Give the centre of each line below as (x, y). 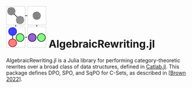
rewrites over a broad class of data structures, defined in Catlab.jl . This (93, 66)
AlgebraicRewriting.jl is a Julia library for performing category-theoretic (93, 60)
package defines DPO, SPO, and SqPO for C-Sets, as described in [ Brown (96, 73)
